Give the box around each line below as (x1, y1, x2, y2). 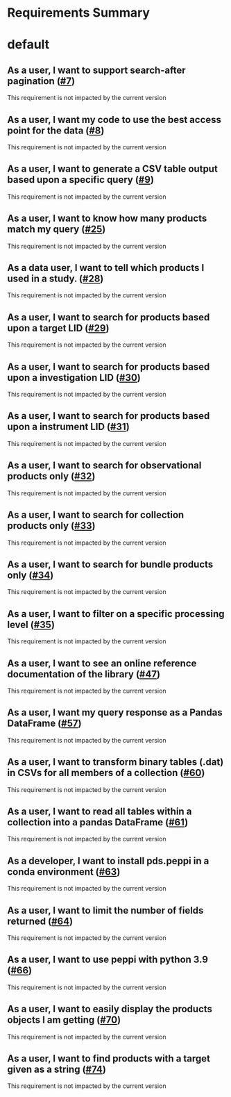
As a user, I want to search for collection (7, 509, 185, 521)
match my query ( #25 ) (7, 224, 106, 236)
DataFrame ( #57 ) (7, 718, 82, 729)
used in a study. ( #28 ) (7, 273, 104, 285)
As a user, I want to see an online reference (7, 657, 197, 669)
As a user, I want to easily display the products (7, 1003, 213, 1015)
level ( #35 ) (7, 618, 55, 630)
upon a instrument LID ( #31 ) (7, 421, 130, 433)
